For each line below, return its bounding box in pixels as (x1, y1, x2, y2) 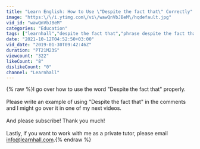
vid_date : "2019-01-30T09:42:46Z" (6, 42, 92, 48)
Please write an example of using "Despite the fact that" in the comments (6, 99, 186, 106)
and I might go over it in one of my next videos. (6, 104, 122, 112)
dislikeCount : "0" (6, 64, 52, 70)
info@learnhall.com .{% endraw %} (6, 136, 92, 143)
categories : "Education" (6, 25, 68, 31)
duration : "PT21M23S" (6, 47, 60, 53)
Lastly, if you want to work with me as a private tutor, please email (6, 130, 168, 137)
